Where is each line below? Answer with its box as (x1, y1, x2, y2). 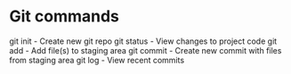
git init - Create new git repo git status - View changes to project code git (9, 36, 278, 46)
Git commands (9, 6, 120, 27)
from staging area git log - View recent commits (9, 54, 185, 65)
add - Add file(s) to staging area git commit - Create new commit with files (9, 45, 282, 55)
